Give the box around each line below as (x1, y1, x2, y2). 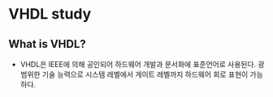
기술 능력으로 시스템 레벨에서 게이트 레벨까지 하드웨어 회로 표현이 (41, 70, 249, 79)
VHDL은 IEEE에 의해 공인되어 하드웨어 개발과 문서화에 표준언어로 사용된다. (19, 60, 257, 69)
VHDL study (8, 5, 92, 23)
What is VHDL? (8, 37, 87, 51)
